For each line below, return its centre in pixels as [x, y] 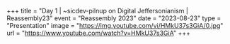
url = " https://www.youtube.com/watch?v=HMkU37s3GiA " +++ [98, 33]
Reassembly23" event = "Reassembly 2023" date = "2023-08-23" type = [114, 18]
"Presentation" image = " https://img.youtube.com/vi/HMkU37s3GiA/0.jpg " [115, 25]
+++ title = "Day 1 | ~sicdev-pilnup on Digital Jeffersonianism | [98, 11]
